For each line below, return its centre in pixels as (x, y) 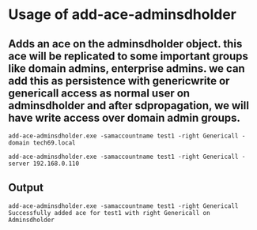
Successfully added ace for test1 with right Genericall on (110, 213)
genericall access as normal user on (99, 93)
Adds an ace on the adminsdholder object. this (125, 44)
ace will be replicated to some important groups (128, 56)
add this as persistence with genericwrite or (119, 81)
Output (26, 188)
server (19, 164)
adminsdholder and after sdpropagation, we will (128, 106)
